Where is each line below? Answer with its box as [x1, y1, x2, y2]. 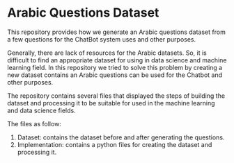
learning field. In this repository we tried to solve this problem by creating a [7, 63, 223, 71]
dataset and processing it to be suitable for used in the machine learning [7, 98, 215, 107]
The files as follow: [7, 119, 61, 128]
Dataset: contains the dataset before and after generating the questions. [17, 133, 225, 141]
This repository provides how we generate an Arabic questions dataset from [7, 28, 226, 36]
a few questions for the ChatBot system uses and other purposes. [7, 35, 196, 43]
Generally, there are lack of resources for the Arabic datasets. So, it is [7, 49, 207, 57]
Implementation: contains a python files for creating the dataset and [17, 140, 212, 148]
